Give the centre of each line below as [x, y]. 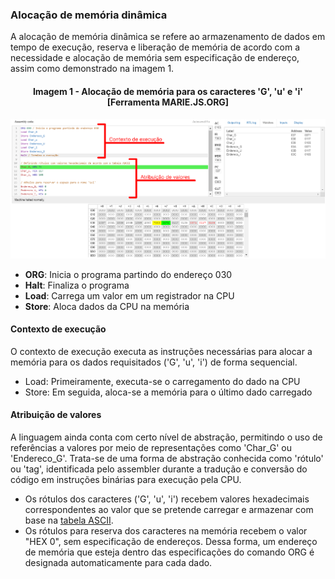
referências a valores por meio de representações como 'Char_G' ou [151, 448]
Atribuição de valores [56, 415]
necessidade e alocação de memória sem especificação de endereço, [155, 58]
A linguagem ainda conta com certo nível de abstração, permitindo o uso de [166, 437]
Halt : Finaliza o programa [77, 285]
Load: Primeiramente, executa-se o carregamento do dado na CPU [162, 381]
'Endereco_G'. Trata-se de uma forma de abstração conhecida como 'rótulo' [167, 459]
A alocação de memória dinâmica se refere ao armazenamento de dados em [168, 37]
